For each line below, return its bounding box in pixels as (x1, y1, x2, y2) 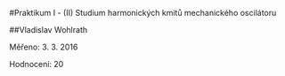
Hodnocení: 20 (9, 59, 64, 69)
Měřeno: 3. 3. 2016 (9, 42, 78, 52)
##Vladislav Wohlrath (9, 25, 87, 34)
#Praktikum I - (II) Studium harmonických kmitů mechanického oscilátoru (9, 8, 277, 18)
